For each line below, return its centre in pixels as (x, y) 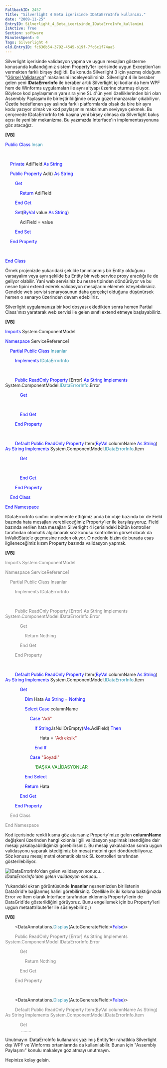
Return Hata (37, 786)
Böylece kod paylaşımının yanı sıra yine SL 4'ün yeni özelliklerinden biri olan (83, 93)
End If (41, 747)
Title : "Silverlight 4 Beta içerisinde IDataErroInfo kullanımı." (76, 15)
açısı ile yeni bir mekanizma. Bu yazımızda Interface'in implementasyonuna (82, 120)
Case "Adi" (41, 718)
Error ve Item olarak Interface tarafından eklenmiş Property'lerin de (74, 896)
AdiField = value (36, 222)
